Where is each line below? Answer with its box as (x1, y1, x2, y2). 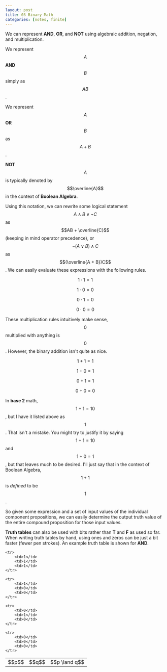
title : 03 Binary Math (5, 12, 53, 17)
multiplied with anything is (5, 332, 60, 339)
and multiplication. (5, 36, 44, 42)
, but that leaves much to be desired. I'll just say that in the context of (5, 461, 150, 468)
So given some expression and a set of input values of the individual (5, 508, 148, 515)
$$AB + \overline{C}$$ (61, 227, 110, 234)
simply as (5, 78, 25, 84)
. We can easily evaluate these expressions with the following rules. (5, 267, 146, 273)
